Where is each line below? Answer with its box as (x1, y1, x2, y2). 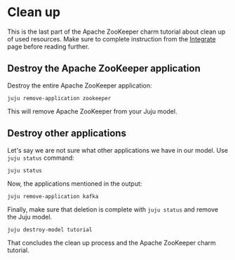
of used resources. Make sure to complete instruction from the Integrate (7, 34, 216, 43)
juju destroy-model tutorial (7, 226, 93, 233)
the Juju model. (7, 212, 53, 221)
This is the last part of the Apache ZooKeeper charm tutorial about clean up (7, 27, 226, 36)
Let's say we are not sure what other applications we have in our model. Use (7, 146, 228, 154)
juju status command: (7, 153, 75, 162)
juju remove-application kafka (7, 193, 99, 200)
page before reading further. (7, 42, 90, 50)
